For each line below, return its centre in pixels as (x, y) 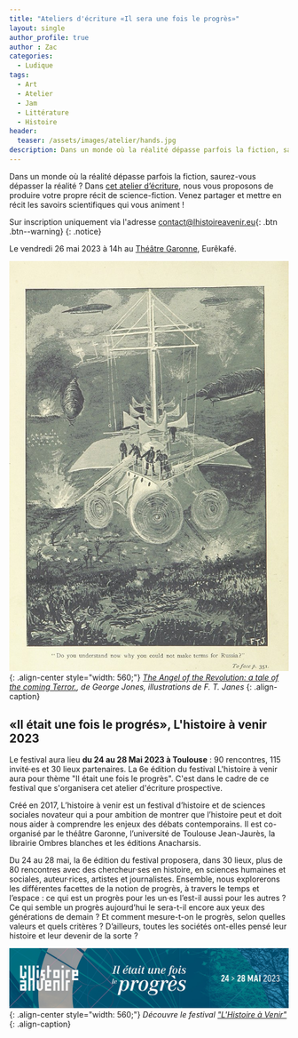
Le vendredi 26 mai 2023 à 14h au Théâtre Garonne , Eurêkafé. (123, 248)
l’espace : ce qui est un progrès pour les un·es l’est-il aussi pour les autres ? (148, 898)
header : (24, 132)
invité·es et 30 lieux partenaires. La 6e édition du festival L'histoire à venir (143, 770)
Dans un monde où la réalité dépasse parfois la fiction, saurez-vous (133, 176)
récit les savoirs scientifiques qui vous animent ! (97, 204)
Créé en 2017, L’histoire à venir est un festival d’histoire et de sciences (137, 805)
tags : (19, 76)
